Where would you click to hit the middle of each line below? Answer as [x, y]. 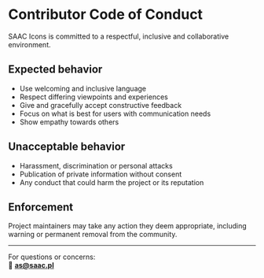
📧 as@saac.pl [31, 265]
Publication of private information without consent [101, 174]
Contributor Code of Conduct [105, 15]
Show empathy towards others [69, 122]
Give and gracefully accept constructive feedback [101, 105]
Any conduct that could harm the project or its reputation [112, 182]
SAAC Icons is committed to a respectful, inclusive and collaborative [119, 36]
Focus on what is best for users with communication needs [115, 113]
